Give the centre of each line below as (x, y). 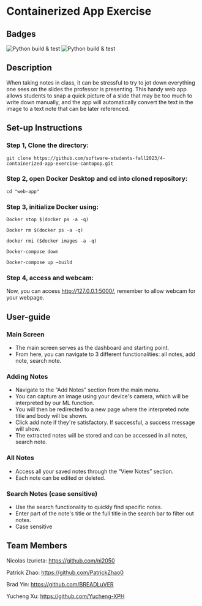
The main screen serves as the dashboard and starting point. (92, 348)
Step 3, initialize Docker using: (53, 206)
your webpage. (25, 298)
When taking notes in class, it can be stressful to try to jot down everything (101, 82)
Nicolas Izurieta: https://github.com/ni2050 (61, 560)
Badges (21, 34)
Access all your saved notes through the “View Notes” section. (94, 471)
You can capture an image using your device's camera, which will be (102, 396)
